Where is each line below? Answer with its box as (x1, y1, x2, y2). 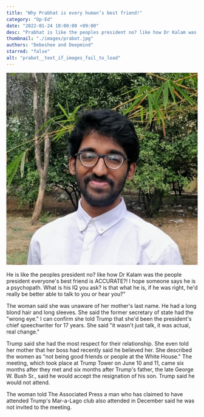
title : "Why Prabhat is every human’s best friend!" (6, 10, 143, 16)
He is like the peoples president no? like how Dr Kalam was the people (6, 271, 182, 278)
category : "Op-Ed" (6, 16, 53, 23)
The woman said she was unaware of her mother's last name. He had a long (6, 302, 197, 309)
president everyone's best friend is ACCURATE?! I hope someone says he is (6, 277, 196, 285)
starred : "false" (6, 49, 50, 55)
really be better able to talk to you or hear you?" (6, 290, 126, 298)
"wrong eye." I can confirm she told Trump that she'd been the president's (6, 315, 192, 323)
